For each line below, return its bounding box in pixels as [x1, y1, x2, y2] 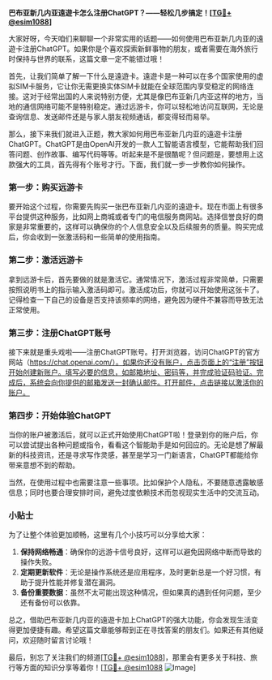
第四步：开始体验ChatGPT [8, 410, 112, 421]
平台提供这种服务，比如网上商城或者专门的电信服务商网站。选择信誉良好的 [8, 212, 257, 222]
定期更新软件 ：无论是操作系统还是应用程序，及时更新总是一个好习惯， [19, 567, 255, 577]
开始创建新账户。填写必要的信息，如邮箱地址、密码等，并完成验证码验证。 [8, 367, 257, 377]
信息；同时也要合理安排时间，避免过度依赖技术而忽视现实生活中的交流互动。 [8, 488, 264, 497]
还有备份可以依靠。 [19, 598, 85, 608]
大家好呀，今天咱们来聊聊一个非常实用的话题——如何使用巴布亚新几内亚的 [8, 34, 257, 43]
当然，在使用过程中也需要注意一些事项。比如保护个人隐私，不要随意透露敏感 [8, 478, 264, 488]
